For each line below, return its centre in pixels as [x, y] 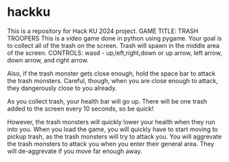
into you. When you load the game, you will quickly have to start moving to [112, 129]
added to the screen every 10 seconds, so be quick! [80, 108]
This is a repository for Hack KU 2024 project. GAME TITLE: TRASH [103, 31]
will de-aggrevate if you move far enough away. [75, 151]
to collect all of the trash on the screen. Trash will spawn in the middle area [113, 45]
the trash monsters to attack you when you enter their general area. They [111, 143]
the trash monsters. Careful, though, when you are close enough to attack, [113, 80]
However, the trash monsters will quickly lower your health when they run [111, 121]
